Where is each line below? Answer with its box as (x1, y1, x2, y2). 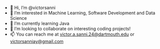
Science (10, 15, 27, 21)
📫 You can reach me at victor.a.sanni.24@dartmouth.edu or (10, 31, 134, 37)
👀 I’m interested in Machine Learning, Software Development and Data (10, 10, 155, 16)
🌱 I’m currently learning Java (10, 20, 70, 26)
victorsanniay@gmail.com (10, 39, 64, 44)
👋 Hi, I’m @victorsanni (10, 5, 56, 10)
